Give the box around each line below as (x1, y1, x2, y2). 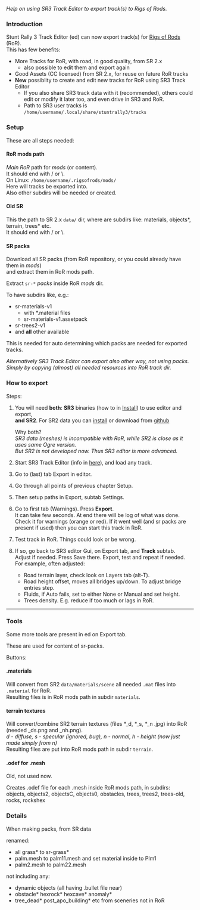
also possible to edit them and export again (23, 64, 130, 71)
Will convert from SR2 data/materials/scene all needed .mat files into (6, 681, 176, 688)
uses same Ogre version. (14, 441, 76, 448)
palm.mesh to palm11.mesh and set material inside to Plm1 (14, 855, 157, 862)
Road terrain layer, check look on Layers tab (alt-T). (23, 571, 150, 578)
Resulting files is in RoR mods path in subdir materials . (6, 694, 141, 700)
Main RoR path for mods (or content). (6, 163, 98, 171)
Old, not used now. (6, 772, 52, 780)
